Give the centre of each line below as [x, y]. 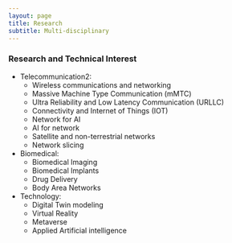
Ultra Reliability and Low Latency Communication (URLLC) [128, 102]
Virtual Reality [55, 213]
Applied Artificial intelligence [79, 230]
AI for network [56, 128]
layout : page [30, 16]
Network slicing [58, 145]
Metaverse [50, 221]
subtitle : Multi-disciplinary [59, 31]
